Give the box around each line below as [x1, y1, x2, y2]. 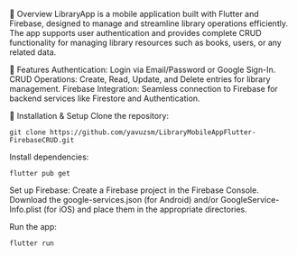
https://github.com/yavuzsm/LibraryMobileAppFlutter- [49, 128, 256, 137]
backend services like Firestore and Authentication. [9, 93, 200, 104]
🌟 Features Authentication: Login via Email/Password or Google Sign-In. [9, 64, 276, 75]
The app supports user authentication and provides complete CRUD [9, 28, 262, 38]
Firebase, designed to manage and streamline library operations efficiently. [9, 18, 289, 29]
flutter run [9, 239, 54, 248]
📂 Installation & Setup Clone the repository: [9, 111, 170, 121]
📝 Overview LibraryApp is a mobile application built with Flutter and [9, 9, 259, 19]
